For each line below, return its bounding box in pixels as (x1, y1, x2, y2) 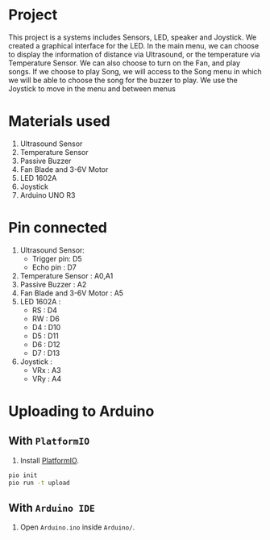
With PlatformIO (8, 434, 90, 448)
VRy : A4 (31, 374, 62, 383)
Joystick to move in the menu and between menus (8, 83, 176, 94)
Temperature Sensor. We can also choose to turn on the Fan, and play (8, 58, 240, 68)
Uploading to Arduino (8, 402, 155, 421)
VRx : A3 (31, 365, 62, 375)
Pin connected (8, 219, 107, 237)
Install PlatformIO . (19, 455, 79, 465)
